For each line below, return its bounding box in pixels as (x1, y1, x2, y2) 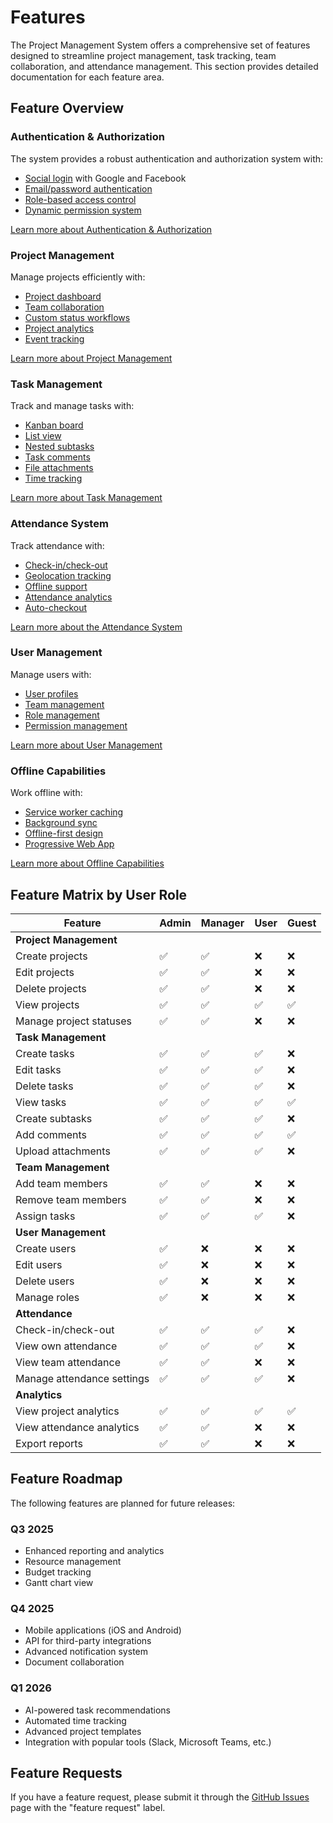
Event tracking (24, 332, 85, 345)
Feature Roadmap (10, 1471, 123, 1488)
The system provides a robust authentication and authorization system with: (10, 152, 324, 165)
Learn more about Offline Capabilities (10, 857, 165, 870)
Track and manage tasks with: (10, 400, 135, 412)
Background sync (24, 817, 98, 829)
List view (24, 430, 62, 442)
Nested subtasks (24, 441, 95, 453)
